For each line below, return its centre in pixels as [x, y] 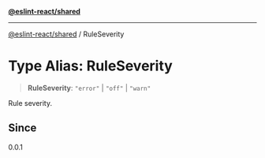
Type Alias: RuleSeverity [91, 66]
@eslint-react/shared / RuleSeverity [66, 34]
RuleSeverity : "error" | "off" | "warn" [89, 88]
